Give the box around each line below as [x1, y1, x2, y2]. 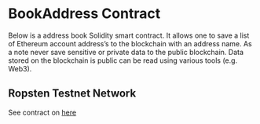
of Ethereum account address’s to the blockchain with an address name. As [8, 38, 253, 48]
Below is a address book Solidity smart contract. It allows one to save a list [8, 31, 250, 40]
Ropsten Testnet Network [8, 87, 137, 100]
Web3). [8, 64, 32, 73]
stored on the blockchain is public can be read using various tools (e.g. [8, 56, 238, 65]
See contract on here [8, 108, 77, 117]
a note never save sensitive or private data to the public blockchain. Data [8, 47, 244, 57]
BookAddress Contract [8, 5, 161, 23]
